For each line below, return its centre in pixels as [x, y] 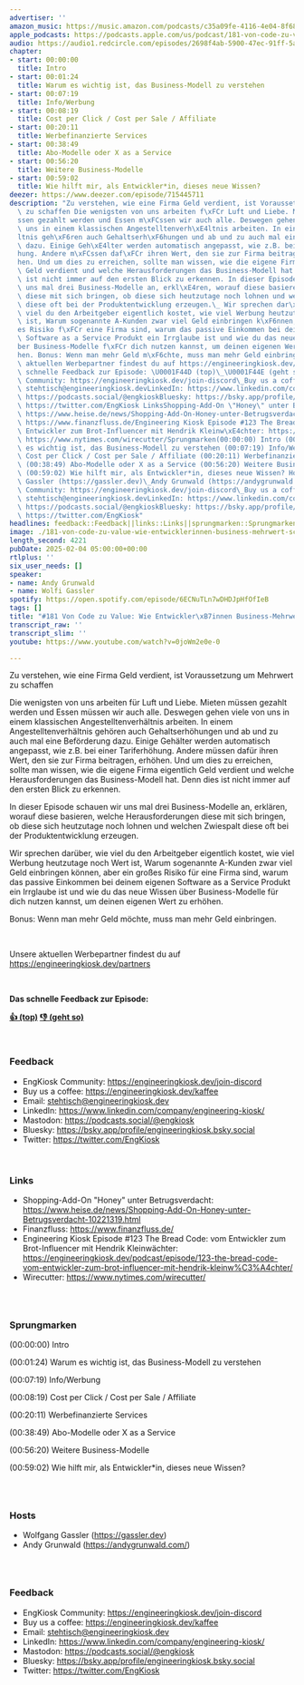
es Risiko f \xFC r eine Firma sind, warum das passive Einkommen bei [149, 330]
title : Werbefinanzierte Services [82, 136]
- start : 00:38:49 [44, 144]
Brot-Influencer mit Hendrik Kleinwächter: [100, 1248]
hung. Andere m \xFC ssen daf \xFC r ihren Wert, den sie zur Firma [141, 254]
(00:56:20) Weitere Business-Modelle [80, 1450]
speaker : [26, 574]
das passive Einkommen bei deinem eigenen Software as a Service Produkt [150, 882]
